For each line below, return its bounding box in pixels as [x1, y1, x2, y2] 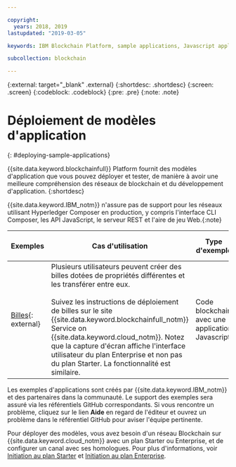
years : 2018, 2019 [13, 23, 68, 30]
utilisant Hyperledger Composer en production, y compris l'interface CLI [7, 208, 216, 217]
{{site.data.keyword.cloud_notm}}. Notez [51, 332, 185, 342]
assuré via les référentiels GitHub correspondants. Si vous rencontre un [7, 401, 214, 409]
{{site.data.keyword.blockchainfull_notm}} [51, 315, 189, 325]
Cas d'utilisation [91, 241, 148, 251]
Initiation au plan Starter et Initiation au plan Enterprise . [7, 452, 166, 460]
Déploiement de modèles [7, 113, 157, 129]
